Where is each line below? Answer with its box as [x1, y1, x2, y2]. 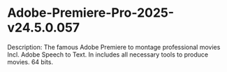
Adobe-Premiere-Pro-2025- [7, 5, 175, 21]
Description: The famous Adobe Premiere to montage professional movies [7, 43, 221, 51]
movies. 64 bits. [7, 57, 54, 66]
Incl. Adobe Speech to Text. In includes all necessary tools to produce [7, 50, 209, 59]
